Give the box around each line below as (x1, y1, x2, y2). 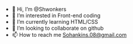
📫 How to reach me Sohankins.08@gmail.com (11, 32, 127, 38)
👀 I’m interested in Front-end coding (11, 12, 101, 19)
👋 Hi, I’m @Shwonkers (11, 6, 67, 12)
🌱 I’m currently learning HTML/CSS (11, 18, 98, 25)
